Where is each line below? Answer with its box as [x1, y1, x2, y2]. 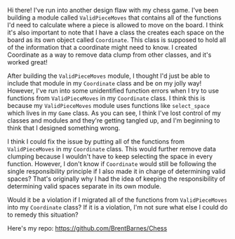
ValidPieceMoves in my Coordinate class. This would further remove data [7, 145, 216, 153]
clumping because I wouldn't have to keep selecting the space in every [7, 152, 213, 161]
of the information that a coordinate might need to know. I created [7, 43, 198, 51]
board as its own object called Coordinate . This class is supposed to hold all [7, 36, 227, 44]
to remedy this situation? [7, 210, 79, 219]
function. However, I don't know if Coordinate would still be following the [7, 160, 217, 168]
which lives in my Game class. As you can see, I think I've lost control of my [7, 109, 221, 117]
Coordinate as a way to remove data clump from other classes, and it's [7, 50, 212, 59]
